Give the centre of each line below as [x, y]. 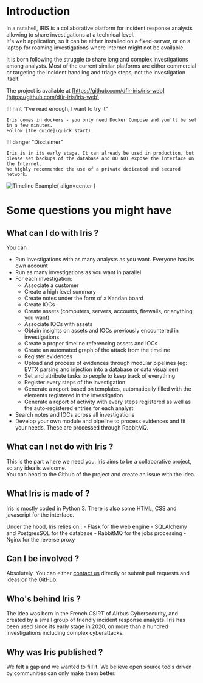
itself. [13, 79]
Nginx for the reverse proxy [41, 539]
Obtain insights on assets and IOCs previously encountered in [101, 330]
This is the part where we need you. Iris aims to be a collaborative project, [99, 461]
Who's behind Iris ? [43, 599]
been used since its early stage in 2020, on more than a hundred [87, 626]
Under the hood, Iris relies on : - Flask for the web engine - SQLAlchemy [97, 526]
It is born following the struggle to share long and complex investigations [97, 59]
